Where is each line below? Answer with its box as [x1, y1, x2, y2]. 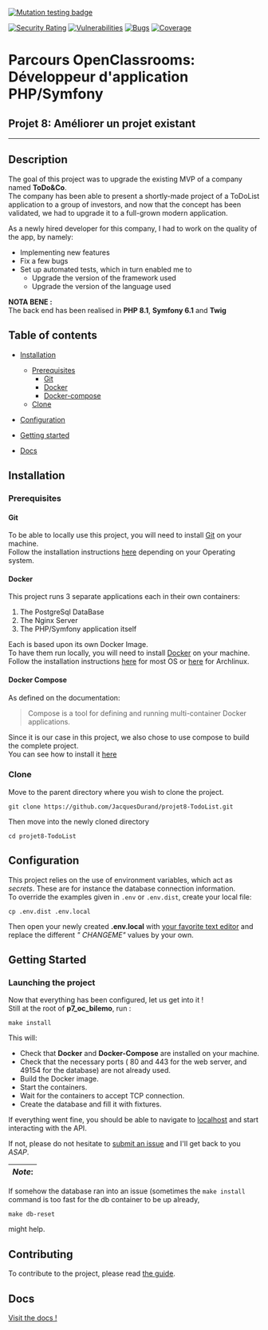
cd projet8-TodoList [8, 832, 77, 840]
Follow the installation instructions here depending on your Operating [8, 547, 235, 557]
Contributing [8, 1247, 73, 1261]
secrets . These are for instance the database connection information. [8, 883, 236, 893]
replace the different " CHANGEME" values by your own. [8, 930, 194, 939]
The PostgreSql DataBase [19, 607, 105, 617]
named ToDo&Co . [8, 182, 68, 192]
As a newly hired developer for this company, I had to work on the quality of [8, 224, 258, 233]
